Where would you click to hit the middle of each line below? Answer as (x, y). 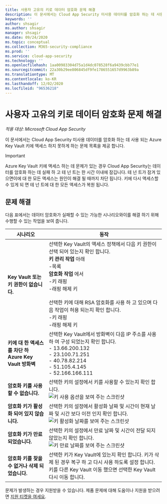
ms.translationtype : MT (30, 75)
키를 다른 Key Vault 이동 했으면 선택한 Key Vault (102, 470)
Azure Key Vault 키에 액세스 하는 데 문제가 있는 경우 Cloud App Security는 (78, 166)
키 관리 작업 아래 (67, 259)
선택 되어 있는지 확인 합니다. (80, 252)
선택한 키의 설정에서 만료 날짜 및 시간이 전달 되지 (102, 430)
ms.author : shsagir (25, 28)
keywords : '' (19, 19)
